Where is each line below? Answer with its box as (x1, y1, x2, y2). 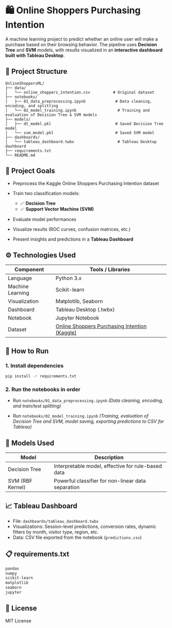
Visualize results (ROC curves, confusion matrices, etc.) (12, 226, 131, 232)
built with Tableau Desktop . (5, 52, 65, 58)
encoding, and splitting (5, 103, 58, 108)
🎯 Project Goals (5, 167, 55, 175)
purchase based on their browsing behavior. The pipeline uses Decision (5, 41, 157, 47)
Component (14, 266, 45, 273)
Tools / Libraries (89, 266, 131, 273)
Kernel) (8, 484, 26, 491)
